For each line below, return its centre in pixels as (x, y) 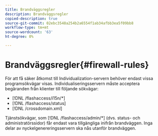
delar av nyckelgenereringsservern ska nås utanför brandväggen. (70, 128)
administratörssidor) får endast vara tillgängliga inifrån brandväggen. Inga (79, 123)
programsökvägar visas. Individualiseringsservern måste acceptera (72, 84)
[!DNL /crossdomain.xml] (37, 108)
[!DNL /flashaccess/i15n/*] (39, 98)
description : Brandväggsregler (37, 14)
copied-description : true (31, 18)
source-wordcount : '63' (29, 32)
